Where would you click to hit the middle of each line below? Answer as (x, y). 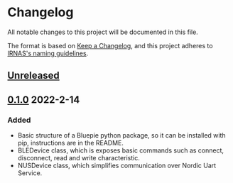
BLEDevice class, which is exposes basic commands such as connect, (121, 150)
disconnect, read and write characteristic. (79, 158)
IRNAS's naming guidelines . (48, 53)
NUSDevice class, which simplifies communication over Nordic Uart (117, 166)
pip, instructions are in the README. (71, 143)
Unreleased (34, 76)
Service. (30, 173)
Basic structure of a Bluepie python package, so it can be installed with (121, 135)
